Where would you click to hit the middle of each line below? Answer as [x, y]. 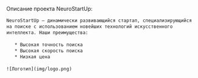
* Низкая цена [32, 57]
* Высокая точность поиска [49, 45]
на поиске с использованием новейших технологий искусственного [90, 27]
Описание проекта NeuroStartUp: [50, 9]
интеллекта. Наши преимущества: [47, 33]
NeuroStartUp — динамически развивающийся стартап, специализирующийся [99, 21]
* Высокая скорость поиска [49, 51]
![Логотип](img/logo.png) [39, 69]
